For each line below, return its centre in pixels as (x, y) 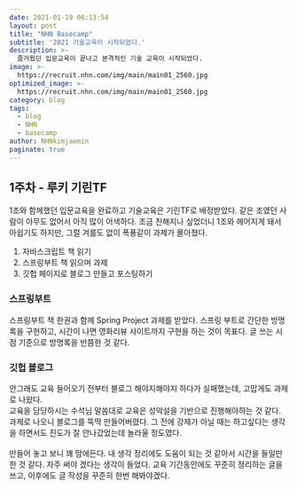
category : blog (37, 100)
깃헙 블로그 (31, 367)
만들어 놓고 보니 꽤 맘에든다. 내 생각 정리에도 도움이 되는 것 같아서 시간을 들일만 (146, 454)
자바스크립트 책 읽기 (56, 252)
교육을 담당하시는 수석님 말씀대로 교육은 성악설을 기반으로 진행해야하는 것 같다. (145, 411)
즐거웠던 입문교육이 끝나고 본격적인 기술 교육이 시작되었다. (110, 59)
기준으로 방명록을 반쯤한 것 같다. (74, 342)
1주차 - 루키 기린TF (59, 188)
